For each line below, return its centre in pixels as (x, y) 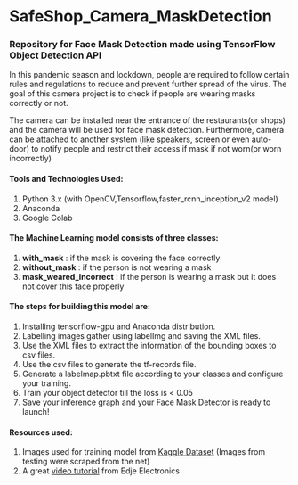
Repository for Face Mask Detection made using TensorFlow (142, 45)
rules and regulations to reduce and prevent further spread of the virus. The (148, 84)
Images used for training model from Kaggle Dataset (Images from (144, 452)
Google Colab (47, 218)
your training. (46, 383)
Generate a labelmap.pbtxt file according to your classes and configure (153, 374)
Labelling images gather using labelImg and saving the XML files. (141, 336)
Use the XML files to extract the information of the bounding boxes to (149, 346)
